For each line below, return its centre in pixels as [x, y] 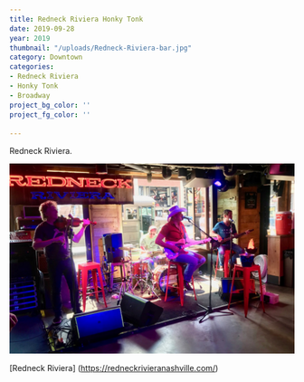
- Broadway [30, 95]
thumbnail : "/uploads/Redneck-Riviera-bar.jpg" [101, 48]
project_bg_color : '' [50, 105]
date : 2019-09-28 [42, 29]
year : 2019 [30, 38]
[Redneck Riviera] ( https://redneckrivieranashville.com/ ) [114, 368]
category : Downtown [46, 57]
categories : [32, 67]
